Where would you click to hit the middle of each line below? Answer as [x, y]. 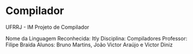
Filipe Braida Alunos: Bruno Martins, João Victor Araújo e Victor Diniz [89, 45]
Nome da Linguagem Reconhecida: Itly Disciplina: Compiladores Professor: [96, 38]
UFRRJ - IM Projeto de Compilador [47, 27]
